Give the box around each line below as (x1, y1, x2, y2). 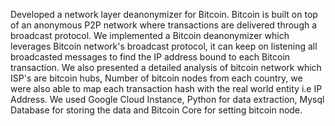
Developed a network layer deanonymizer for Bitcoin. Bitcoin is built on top (10, 9, 318, 20)
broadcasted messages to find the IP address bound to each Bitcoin (10, 51, 291, 63)
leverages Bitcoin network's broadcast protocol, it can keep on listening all (10, 40, 318, 52)
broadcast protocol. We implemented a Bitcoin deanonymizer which (10, 30, 290, 41)
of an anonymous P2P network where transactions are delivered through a (10, 19, 318, 31)
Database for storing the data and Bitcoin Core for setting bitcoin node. (10, 104, 303, 116)
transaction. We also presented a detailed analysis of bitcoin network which (10, 62, 322, 73)
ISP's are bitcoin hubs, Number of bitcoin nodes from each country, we (10, 72, 303, 84)
